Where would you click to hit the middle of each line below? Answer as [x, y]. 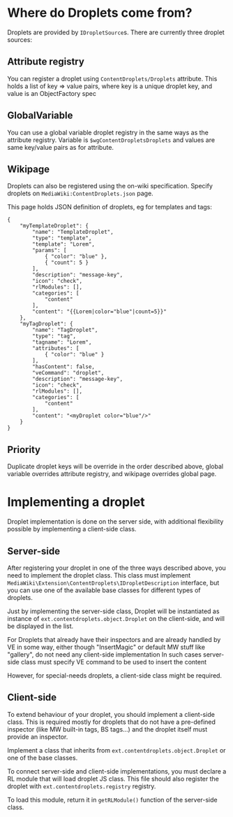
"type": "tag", [54, 336]
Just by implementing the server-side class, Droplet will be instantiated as [113, 611]
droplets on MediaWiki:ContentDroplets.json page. [80, 193]
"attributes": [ [56, 349]
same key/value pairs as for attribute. [60, 147]
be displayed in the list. [40, 626]
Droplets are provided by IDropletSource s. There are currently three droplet [116, 32]
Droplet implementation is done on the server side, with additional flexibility [115, 522]
